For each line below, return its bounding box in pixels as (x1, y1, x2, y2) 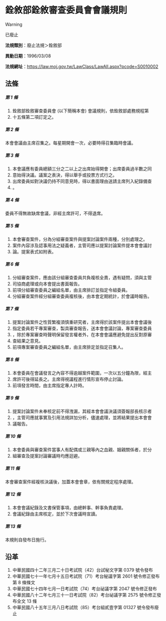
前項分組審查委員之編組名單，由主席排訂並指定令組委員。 (12, 287, 130, 293)
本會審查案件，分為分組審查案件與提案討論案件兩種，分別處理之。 (12, 236, 148, 242)
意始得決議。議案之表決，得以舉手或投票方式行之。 (12, 172, 117, 178)
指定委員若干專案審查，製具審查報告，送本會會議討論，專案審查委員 (12, 325, 152, 332)
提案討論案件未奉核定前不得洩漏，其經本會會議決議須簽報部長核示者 (12, 409, 152, 414)
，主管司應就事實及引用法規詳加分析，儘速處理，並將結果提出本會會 (12, 414, 152, 420)
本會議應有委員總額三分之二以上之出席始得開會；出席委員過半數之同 (12, 166, 152, 172)
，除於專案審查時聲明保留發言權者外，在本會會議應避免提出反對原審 (12, 332, 152, 338)
